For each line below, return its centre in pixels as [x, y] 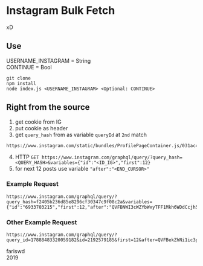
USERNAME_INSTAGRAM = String [49, 60]
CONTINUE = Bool [29, 67]
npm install [21, 83]
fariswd [16, 252]
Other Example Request [42, 222]
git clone [19, 78]
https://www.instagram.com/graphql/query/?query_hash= [112, 157]
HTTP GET [27, 157]
